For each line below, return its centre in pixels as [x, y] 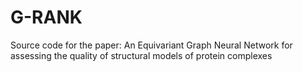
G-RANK [46, 17]
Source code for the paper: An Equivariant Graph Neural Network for [151, 45]
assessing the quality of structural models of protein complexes [141, 55]
